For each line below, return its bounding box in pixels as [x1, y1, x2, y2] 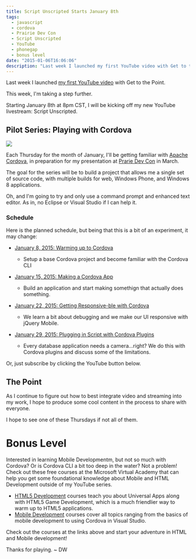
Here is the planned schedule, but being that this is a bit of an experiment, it [6, 227, 188, 234]
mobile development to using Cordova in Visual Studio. [14, 517, 147, 524]
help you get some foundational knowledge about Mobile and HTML [6, 475, 170, 482]
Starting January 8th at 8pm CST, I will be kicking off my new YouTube [6, 102, 176, 109]
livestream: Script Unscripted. [6, 108, 78, 115]
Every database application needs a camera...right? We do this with [23, 342, 185, 349]
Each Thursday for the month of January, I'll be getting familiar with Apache [6, 152, 188, 159]
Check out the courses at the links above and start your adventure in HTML [6, 529, 187, 536]
